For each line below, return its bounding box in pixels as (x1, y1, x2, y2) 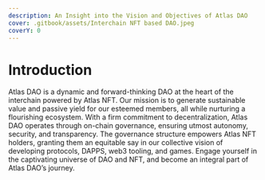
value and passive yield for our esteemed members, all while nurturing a (8, 104, 246, 114)
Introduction (8, 61, 93, 79)
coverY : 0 (8, 26, 42, 34)
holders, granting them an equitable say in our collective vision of (8, 138, 223, 147)
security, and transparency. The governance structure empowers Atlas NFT (8, 129, 257, 139)
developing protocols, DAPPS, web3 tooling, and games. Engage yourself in (8, 147, 258, 156)
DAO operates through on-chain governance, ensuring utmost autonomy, (8, 121, 249, 131)
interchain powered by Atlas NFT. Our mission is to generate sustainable (8, 96, 246, 105)
